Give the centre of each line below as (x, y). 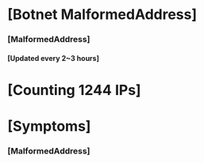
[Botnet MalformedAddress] (102, 15)
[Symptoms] (49, 126)
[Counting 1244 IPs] (74, 90)
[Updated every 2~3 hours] (54, 58)
